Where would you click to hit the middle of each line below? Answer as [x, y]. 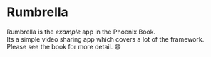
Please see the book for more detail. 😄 [64, 46]
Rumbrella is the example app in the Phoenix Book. [81, 32]
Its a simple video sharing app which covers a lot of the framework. [105, 39]
